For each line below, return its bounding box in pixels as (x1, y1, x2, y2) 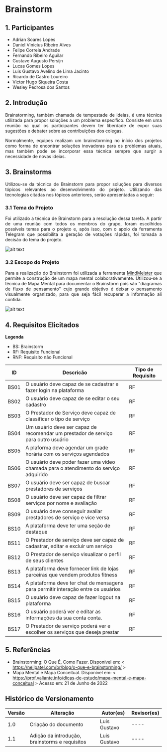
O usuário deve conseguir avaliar (25, 508, 103, 515)
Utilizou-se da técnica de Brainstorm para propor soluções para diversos (5, 181, 162, 187)
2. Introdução (5, 99, 48, 107)
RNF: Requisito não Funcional (12, 354, 73, 360)
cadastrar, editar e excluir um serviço (25, 543, 113, 550)
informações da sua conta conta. (25, 614, 102, 621)
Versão (7, 709, 25, 716)
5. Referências (5, 646, 51, 654)
